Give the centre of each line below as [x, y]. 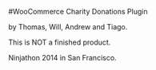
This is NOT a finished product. [60, 42]
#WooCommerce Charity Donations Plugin [78, 12]
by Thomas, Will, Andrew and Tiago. [68, 27]
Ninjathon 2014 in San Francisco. [63, 58]
